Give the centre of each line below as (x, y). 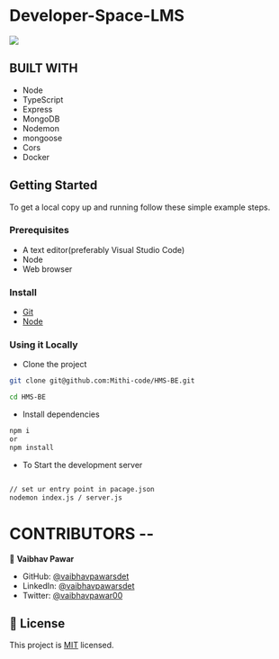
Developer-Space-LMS (97, 16)
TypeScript (43, 99)
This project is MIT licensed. (62, 645)
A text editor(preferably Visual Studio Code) (103, 249)
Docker (36, 157)
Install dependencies (61, 414)
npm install (31, 447)
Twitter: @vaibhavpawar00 (72, 595)
